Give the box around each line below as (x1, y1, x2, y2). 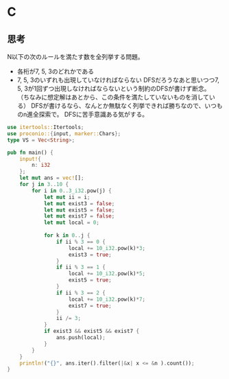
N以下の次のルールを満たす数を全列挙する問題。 (7, 53, 144, 60)
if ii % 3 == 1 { (56, 264, 106, 271)
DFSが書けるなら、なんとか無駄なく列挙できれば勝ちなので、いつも (30, 102, 223, 110)
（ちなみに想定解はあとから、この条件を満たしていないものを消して (16, 93, 209, 101)
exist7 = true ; (68, 302, 112, 309)
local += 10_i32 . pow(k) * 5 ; (68, 271, 146, 277)
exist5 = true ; (68, 277, 112, 284)
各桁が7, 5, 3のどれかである (16, 67, 95, 76)
